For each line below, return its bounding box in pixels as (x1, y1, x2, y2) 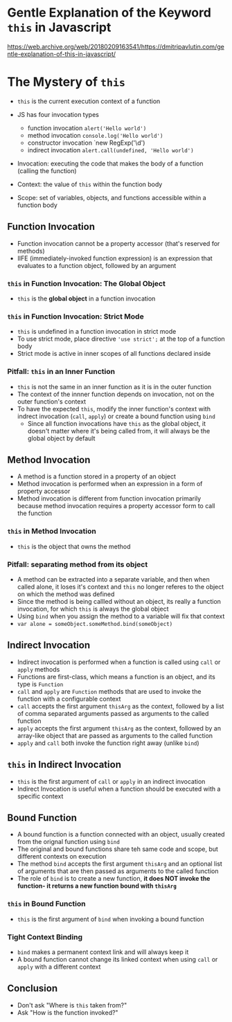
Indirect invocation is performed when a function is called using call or (17, 658, 221, 666)
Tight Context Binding (7, 932, 83, 942)
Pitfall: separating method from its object (7, 559, 148, 569)
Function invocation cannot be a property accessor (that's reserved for (17, 239, 220, 247)
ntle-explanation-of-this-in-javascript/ (7, 50, 116, 58)
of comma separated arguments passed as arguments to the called (17, 709, 209, 717)
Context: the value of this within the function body (17, 180, 163, 188)
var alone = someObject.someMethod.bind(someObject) (17, 620, 173, 627)
